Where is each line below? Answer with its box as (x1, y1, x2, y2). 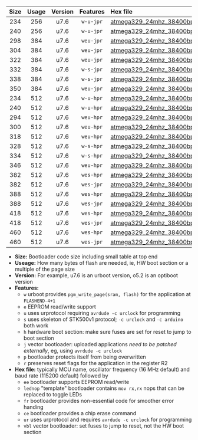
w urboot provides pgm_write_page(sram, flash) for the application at (23, 291, 191, 297)
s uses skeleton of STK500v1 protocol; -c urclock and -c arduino (23, 316, 184, 323)
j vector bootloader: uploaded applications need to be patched (23, 341, 177, 347)
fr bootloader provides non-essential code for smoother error (23, 398, 174, 404)
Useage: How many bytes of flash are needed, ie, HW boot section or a (14, 260, 189, 266)
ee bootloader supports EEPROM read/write (23, 379, 130, 385)
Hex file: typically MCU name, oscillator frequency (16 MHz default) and (14, 366, 190, 373)
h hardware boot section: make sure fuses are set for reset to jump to (23, 329, 192, 335)
